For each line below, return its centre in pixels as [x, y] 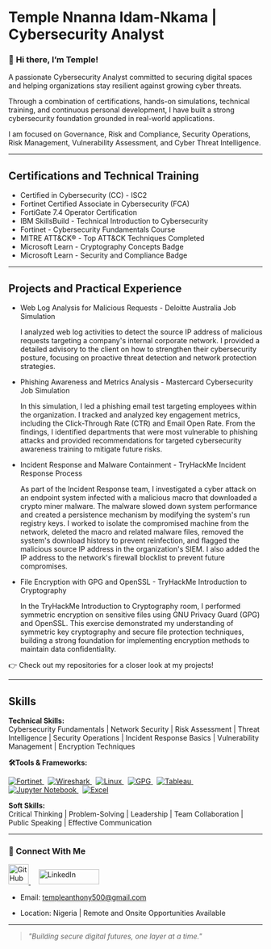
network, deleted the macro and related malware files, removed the [132, 532]
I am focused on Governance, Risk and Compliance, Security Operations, [130, 134]
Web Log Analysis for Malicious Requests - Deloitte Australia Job [128, 308]
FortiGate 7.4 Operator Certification [79, 212]
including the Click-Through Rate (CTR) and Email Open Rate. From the [138, 423]
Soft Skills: [27, 805]
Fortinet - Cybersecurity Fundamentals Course [98, 229]
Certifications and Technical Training [104, 176]
